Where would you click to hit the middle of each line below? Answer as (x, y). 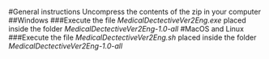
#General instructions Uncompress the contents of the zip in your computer (135, 12)
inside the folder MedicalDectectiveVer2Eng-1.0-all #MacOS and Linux (126, 29)
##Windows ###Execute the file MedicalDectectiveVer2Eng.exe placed (128, 20)
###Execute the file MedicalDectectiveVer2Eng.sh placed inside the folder (132, 37)
